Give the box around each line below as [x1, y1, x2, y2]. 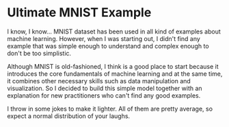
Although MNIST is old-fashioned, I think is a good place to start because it [7, 62, 219, 70]
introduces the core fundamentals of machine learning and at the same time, [7, 70, 223, 78]
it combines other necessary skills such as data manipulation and [7, 76, 191, 85]
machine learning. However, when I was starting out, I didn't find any [7, 34, 200, 42]
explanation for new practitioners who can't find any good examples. [7, 91, 201, 100]
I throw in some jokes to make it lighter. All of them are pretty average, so [7, 104, 213, 113]
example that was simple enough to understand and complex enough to [7, 42, 210, 50]
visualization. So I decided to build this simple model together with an [7, 84, 203, 92]
